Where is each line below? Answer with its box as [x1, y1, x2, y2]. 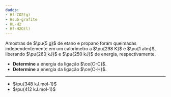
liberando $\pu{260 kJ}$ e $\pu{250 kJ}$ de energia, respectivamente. [5, 51, 156, 57]
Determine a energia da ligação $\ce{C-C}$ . [12, 61, 107, 67]
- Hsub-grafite [5, 17, 38, 22]
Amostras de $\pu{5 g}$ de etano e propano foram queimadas [5, 40, 137, 46]
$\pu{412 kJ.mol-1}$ [12, 86, 56, 92]
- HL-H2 [5, 21, 22, 27]
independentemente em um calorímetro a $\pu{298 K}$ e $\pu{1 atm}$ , [5, 46, 156, 52]
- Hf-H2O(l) [5, 26, 31, 31]
